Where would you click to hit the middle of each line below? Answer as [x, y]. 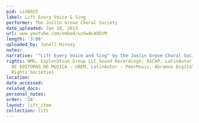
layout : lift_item [29, 105]
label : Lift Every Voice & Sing [46, 17]
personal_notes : [26, 94]
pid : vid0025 [22, 12]
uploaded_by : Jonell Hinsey [41, 45]
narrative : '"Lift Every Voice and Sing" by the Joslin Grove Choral [94, 56]
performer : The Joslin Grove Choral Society [62, 22]
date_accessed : [25, 83]
